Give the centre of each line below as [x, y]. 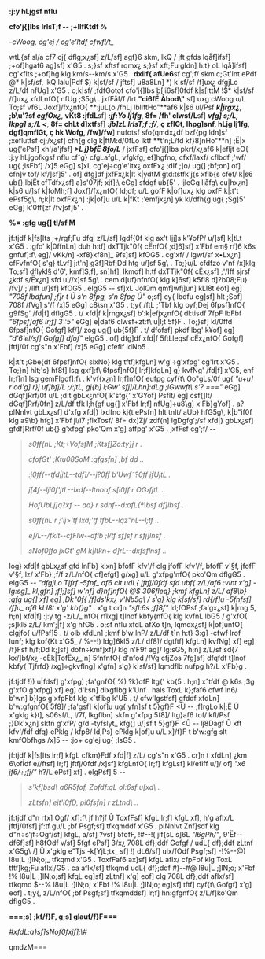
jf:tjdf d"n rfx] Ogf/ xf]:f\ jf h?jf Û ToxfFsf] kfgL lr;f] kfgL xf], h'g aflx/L [121, 818]
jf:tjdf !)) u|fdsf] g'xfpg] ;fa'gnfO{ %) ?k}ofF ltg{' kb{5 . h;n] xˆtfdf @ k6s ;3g [132, 681]
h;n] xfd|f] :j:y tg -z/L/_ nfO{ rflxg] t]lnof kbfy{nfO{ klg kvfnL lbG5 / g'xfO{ [128, 616]
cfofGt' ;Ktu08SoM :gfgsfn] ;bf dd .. [86, 459]
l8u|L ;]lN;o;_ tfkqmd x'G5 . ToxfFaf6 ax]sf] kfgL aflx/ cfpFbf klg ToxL [121, 859]
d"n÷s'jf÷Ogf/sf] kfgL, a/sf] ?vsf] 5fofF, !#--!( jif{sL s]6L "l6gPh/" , [115, 834]
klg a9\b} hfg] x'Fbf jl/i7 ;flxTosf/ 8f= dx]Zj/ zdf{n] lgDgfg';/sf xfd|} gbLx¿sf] [131, 420]
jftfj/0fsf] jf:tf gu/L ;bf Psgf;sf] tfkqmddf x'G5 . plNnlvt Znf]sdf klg [114, 826]
